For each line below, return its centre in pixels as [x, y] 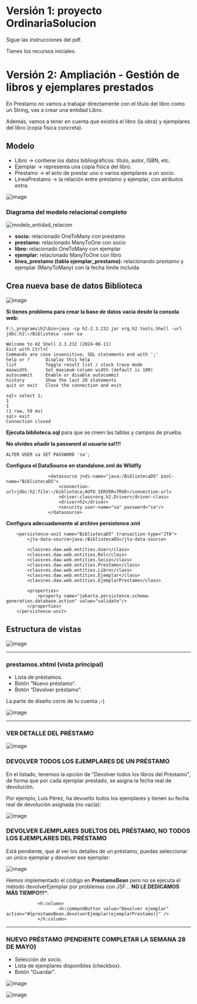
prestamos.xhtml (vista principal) [55, 664]
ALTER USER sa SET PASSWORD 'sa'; [48, 455]
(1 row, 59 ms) [25, 411]
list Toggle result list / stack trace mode [74, 365]
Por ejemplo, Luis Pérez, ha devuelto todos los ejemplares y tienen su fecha [98, 798]
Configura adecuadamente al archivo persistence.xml [73, 523]
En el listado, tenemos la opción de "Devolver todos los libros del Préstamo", [98, 774]
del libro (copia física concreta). [45, 127]
